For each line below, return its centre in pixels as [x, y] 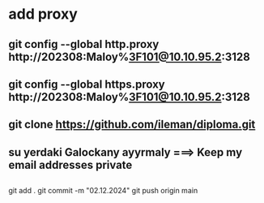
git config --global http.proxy [84, 44]
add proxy [43, 14]
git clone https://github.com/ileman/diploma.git [132, 125]
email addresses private [70, 164]
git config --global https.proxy [87, 84]
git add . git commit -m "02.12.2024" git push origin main [103, 191]
